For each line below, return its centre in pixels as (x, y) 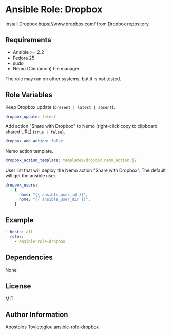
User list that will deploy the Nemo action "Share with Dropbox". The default (85, 170)
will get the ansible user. (31, 176)
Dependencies (29, 258)
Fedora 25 (24, 58)
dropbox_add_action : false (34, 141)
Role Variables (29, 95)
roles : (17, 237)
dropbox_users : (22, 185)
